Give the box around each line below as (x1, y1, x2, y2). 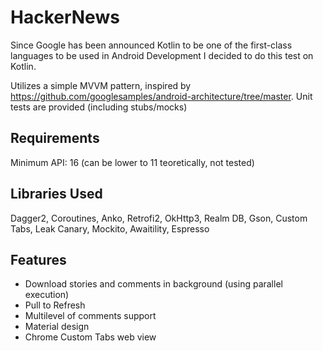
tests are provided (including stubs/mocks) (10, 101, 188, 113)
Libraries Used (10, 186, 103, 203)
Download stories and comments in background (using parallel (24, 278, 283, 290)
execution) (24, 289, 70, 301)
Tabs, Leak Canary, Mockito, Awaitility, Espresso (10, 222, 210, 235)
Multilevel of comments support (24, 310, 157, 322)
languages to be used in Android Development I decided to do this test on (10, 49, 314, 61)
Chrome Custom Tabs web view (24, 331, 157, 343)
